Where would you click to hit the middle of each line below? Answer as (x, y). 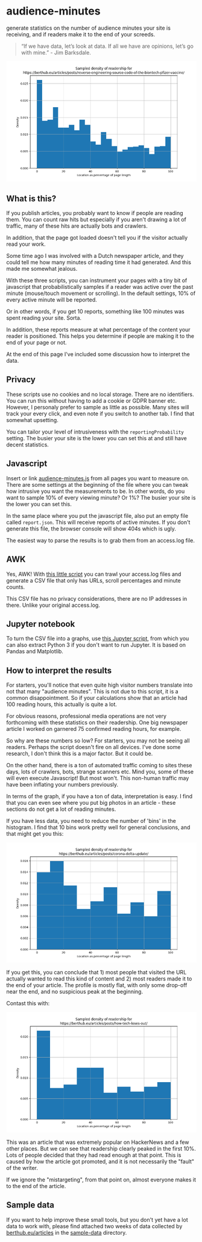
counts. (16, 587)
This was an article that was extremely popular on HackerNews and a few (98, 1142)
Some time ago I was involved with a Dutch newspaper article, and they (95, 256)
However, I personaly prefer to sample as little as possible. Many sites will (98, 407)
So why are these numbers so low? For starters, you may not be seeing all (98, 741)
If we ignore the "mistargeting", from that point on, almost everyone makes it (101, 1180)
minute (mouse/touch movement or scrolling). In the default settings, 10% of (101, 293)
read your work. (26, 244)
